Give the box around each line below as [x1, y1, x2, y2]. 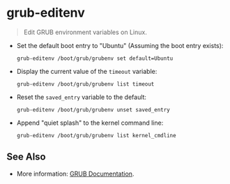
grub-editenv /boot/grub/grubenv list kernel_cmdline [16, 132, 176, 139]
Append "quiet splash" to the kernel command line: [16, 118, 164, 127]
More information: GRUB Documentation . [16, 169, 135, 178]
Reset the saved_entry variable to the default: [16, 93, 147, 101]
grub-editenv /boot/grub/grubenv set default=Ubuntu [16, 54, 174, 62]
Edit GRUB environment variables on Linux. [23, 28, 147, 36]
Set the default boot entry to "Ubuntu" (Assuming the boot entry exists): [16, 41, 224, 49]
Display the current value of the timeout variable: [16, 67, 158, 75]
